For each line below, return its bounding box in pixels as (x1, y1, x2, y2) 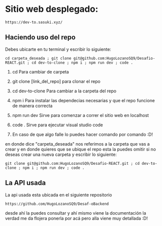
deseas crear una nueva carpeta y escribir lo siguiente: (5, 151, 117, 157)
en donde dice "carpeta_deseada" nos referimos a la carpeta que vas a (5, 141, 150, 147)
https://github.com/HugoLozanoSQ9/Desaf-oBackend (5, 201, 109, 206)
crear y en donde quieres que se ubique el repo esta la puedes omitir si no (5, 146, 156, 152)
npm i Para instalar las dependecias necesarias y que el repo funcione (12, 97, 155, 103)
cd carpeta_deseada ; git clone (5, 56, 71, 61)
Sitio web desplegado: (5, 3, 98, 15)
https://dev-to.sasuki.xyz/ (5, 20, 63, 25)
